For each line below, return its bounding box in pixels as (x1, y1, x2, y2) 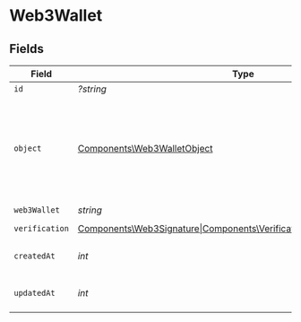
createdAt (13, 251, 56, 261)
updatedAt (13, 288, 56, 298)
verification (13, 223, 70, 233)
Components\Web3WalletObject (77, 143, 213, 154)
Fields (9, 41, 45, 57)
